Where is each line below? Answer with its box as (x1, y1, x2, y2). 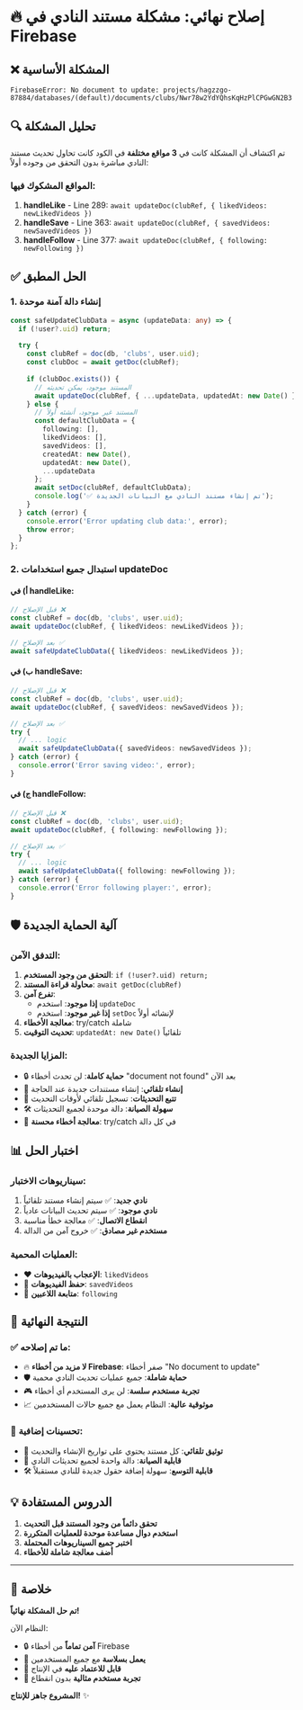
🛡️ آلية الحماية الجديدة (10, 918, 117, 933)
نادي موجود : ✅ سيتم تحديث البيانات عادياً (22, 1205, 158, 1216)
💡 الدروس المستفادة (10, 1495, 112, 1510)
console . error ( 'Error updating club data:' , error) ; (26, 516, 228, 525)
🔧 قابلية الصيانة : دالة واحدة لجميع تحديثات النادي (22, 1455, 183, 1465)
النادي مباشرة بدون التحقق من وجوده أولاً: (10, 157, 149, 167)
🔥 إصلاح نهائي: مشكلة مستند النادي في (10, 6, 265, 27)
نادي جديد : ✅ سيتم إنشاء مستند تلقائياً (22, 1195, 147, 1206)
